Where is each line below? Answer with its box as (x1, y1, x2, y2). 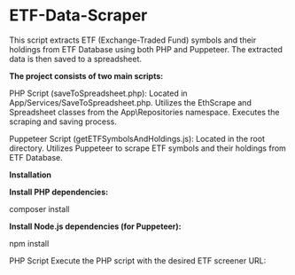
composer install (9, 203, 70, 214)
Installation (9, 169, 51, 180)
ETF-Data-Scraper (9, 5, 148, 26)
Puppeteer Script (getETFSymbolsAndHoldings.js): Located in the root (9, 133, 266, 144)
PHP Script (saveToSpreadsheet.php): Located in (9, 88, 188, 98)
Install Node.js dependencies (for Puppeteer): (9, 221, 182, 232)
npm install (9, 238, 50, 248)
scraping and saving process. (9, 116, 117, 127)
